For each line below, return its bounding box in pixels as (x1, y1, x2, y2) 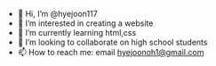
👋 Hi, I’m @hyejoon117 (17, 9, 98, 19)
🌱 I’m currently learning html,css (17, 28, 137, 37)
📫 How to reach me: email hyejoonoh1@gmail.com (17, 47, 204, 57)
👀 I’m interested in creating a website (17, 18, 154, 29)
